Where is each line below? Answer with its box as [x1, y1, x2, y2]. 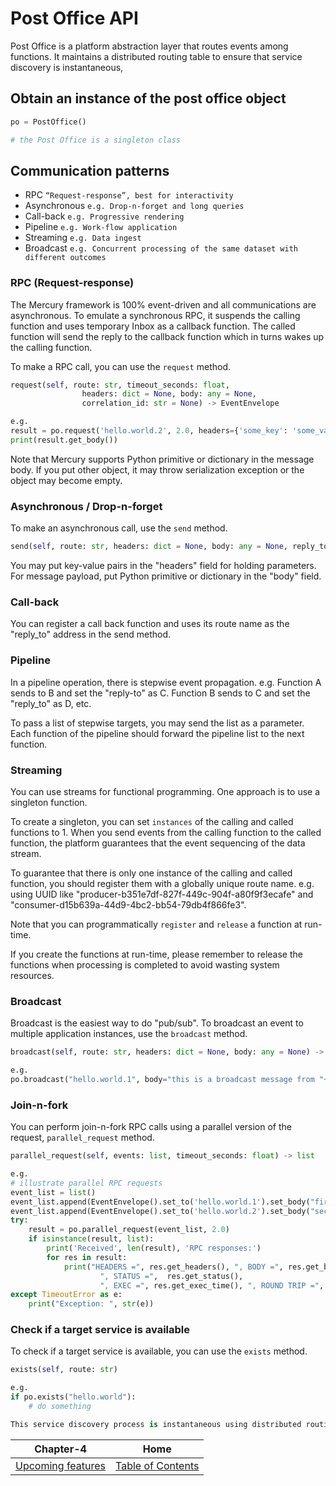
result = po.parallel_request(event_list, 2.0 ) [28, 1225, 230, 1235]
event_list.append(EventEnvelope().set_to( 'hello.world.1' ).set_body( [10, 1197, 311, 1207]
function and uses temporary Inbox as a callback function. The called [10, 320, 296, 332]
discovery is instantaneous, [10, 61, 124, 73]
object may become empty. [10, 474, 123, 486]
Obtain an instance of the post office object [10, 90, 287, 107]
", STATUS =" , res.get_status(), [99, 1271, 244, 1281]
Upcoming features [15, 1458, 107, 1472]
